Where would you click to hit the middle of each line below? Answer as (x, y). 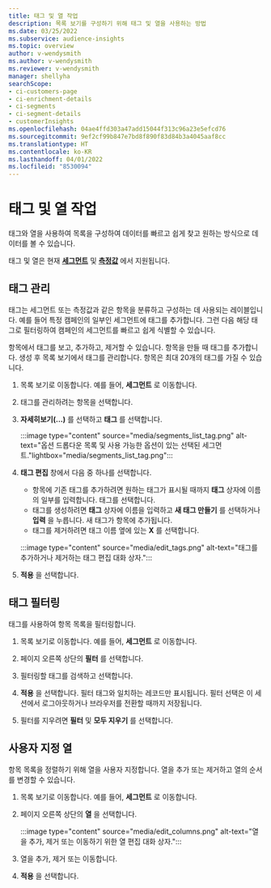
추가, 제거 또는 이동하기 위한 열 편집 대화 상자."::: (105, 841)
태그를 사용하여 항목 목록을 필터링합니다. (72, 624)
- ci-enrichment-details (50, 99)
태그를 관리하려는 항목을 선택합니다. (76, 401)
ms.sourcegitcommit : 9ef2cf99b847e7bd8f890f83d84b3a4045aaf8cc (117, 136)
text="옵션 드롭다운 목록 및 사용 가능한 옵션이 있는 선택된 (110, 445)
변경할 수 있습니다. (46, 779)
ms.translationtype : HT (49, 144)
